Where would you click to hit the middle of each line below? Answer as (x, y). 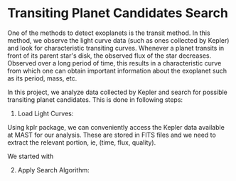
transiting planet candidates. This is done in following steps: (95, 99)
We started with (31, 156)
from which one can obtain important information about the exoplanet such (117, 71)
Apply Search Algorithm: (54, 170)
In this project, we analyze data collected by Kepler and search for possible (117, 92)
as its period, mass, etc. (42, 78)
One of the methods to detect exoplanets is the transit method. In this (109, 33)
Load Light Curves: (45, 113)
